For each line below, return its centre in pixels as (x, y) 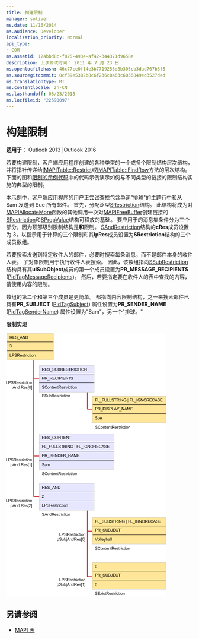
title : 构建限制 (24, 12)
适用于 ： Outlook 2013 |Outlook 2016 (51, 150)
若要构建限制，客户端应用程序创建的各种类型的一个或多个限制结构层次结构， (99, 162)
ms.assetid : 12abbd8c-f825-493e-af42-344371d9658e (70, 56)
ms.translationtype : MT (36, 81)
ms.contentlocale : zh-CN (37, 88)
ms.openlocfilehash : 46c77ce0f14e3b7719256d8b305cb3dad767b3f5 (86, 69)
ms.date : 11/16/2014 (32, 25)
